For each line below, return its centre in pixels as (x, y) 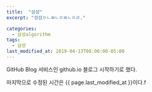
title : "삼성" (25, 12)
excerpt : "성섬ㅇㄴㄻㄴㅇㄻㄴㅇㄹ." (46, 18)
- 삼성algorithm (31, 34)
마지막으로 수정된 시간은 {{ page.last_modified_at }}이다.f (76, 82)
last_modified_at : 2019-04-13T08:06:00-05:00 (65, 51)
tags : (13, 40)
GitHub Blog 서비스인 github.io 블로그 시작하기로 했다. (72, 69)
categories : (21, 29)
